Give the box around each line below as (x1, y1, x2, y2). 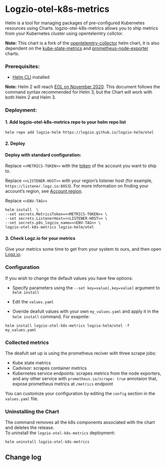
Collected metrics (5, 339, 49, 346)
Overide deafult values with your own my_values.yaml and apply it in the (12, 308, 159, 314)
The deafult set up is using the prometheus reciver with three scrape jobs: (5, 350, 157, 356)
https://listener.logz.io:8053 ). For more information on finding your (5, 183, 149, 189)
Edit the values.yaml (12, 298, 54, 304)
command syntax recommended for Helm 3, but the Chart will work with (5, 89, 153, 95)
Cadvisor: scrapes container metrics (12, 365, 87, 371)
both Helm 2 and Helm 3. (5, 94, 56, 100)
